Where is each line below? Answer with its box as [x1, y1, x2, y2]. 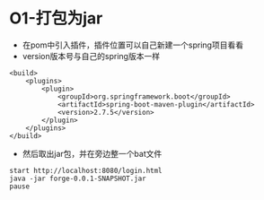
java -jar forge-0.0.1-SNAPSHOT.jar [9, 174, 146, 183]
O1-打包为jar [9, 8, 103, 29]
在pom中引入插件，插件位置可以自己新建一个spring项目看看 [22, 39, 244, 50]
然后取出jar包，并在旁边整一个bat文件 [22, 148, 163, 159]
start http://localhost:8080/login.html [9, 166, 163, 175]
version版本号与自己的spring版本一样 [22, 50, 160, 61]
